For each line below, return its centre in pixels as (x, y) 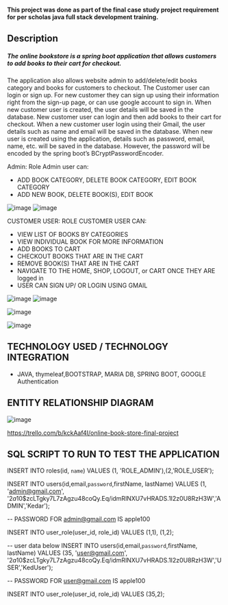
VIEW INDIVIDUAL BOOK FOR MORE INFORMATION (90, 241)
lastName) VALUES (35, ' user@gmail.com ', (67, 553)
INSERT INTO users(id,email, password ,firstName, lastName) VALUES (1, (107, 484)
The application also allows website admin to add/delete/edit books (102, 80)
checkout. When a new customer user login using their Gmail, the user (106, 124)
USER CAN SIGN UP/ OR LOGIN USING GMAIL (82, 285)
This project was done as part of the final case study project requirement (113, 10)
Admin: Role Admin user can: (48, 166)
